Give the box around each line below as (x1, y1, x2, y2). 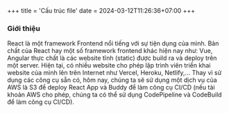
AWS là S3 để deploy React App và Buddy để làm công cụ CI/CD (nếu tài (7, 83, 215, 92)
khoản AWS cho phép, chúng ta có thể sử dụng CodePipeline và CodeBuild (7, 90, 222, 99)
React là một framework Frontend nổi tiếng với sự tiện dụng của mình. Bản (7, 39, 219, 48)
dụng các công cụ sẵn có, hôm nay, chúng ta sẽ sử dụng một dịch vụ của (7, 76, 217, 84)
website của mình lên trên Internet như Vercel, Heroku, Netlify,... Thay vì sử (7, 69, 222, 77)
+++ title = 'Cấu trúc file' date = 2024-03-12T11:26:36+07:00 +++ (7, 7, 196, 14)
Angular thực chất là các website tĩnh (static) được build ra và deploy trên (7, 54, 217, 62)
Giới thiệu (7, 23, 40, 33)
